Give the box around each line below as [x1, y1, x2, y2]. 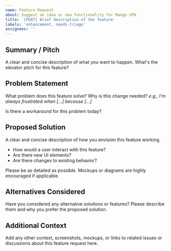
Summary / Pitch [5, 45, 60, 54]
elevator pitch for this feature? [5, 64, 69, 71]
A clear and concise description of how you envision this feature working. [5, 136, 161, 143]
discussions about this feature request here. [5, 240, 98, 246]
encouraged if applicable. [5, 172, 59, 179]
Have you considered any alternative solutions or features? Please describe [5, 201, 165, 207]
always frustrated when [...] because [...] [5, 98, 92, 104]
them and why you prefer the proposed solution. [5, 207, 108, 213]
